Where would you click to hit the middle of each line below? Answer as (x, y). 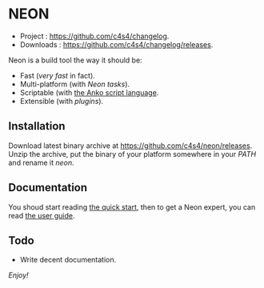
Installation (37, 126)
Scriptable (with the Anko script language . (89, 92)
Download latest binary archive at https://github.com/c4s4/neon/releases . (130, 146)
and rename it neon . (41, 162)
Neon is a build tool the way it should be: (75, 60)
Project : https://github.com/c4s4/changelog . (94, 36)
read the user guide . (42, 215)
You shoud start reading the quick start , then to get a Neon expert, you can (132, 207)
